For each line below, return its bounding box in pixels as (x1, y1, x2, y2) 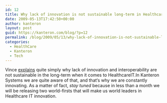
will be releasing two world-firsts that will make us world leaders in (5, 88, 142, 94)
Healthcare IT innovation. (5, 93, 57, 99)
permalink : (5, 35, 28, 40)
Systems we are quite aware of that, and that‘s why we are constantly (5, 77, 148, 83)
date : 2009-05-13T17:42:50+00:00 (5, 16, 75, 21)
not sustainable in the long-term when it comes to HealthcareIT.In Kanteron (5, 72, 160, 78)
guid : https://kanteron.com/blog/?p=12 (5, 30, 88, 35)
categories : (5, 40, 30, 45)
